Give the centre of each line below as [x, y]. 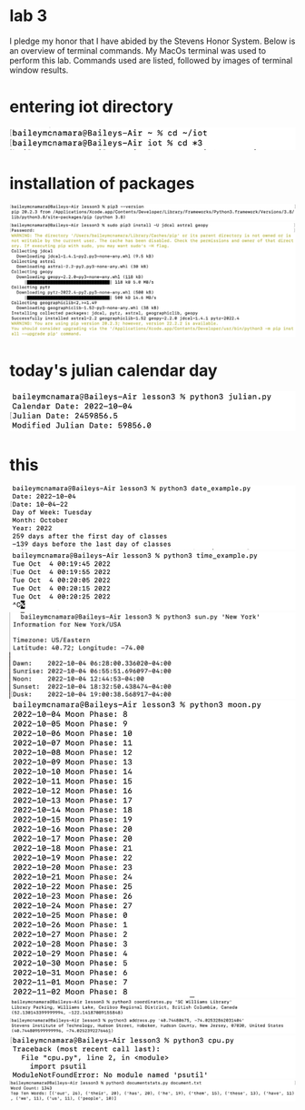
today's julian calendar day [113, 371]
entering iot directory [92, 107]
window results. [39, 70]
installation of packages [102, 184]
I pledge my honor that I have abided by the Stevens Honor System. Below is [152, 41]
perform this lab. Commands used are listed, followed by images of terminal [151, 60]
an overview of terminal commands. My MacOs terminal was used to [138, 50]
